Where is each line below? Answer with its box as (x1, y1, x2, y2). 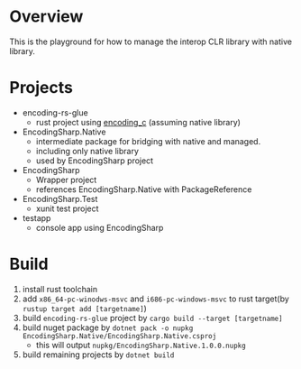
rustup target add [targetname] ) (22, 302, 147, 313)
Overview (9, 6, 84, 27)
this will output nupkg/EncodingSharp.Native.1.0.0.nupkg (35, 339, 246, 350)
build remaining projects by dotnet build (22, 349, 175, 360)
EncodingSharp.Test (22, 193, 98, 204)
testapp (22, 212, 51, 223)
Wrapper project (35, 174, 97, 185)
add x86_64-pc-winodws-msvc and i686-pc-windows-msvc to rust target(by (22, 293, 290, 304)
